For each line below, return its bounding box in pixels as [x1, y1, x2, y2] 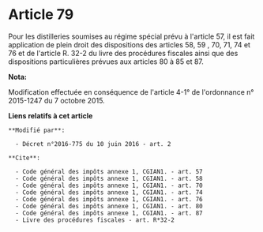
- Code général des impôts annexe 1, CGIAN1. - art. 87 [15, 209, 203, 217]
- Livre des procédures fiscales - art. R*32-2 [15, 215, 175, 224]
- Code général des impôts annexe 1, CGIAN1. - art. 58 [15, 174, 203, 182]
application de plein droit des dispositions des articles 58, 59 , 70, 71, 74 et [8, 39, 251, 49]
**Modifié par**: [8, 126, 66, 134]
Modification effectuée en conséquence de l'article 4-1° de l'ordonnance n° [8, 87, 254, 96]
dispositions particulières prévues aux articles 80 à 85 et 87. [8, 57, 204, 66]
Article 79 [8, 6, 74, 24]
